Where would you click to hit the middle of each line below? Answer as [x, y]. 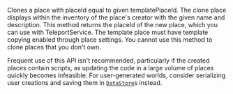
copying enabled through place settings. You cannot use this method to [110, 40]
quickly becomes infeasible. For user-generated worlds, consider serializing [116, 75]
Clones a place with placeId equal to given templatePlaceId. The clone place [117, 10]
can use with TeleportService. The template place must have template [108, 32]
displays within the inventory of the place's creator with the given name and [116, 17]
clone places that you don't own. [54, 47]
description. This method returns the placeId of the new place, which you [113, 25]
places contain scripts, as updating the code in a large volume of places [111, 68]
